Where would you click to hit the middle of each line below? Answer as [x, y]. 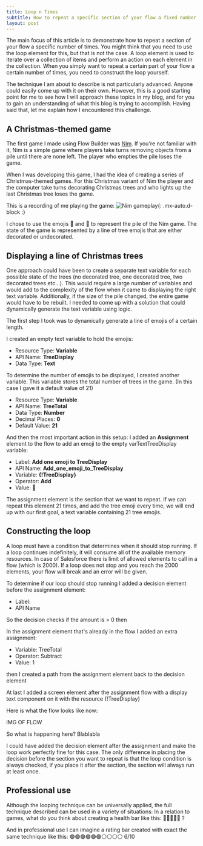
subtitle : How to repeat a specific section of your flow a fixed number [101, 18]
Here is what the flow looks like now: [52, 710]
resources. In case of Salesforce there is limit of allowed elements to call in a [102, 558]
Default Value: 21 [36, 425]
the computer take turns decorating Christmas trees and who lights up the [99, 188]
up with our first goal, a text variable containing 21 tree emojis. [84, 512]
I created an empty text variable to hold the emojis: [70, 339]
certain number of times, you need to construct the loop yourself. [88, 73]
